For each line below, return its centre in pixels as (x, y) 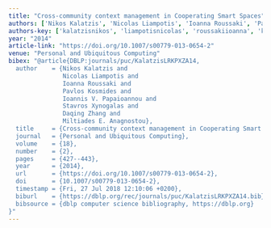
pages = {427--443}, (57, 158)
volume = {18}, (47, 144)
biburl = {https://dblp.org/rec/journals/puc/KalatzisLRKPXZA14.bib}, (142, 196)
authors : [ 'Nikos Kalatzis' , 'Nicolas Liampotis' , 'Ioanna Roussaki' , (129, 23)
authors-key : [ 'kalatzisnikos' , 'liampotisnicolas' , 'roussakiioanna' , (131, 31)
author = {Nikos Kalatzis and (72, 69)
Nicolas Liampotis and (100, 76)
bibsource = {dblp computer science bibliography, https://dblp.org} (135, 204)
